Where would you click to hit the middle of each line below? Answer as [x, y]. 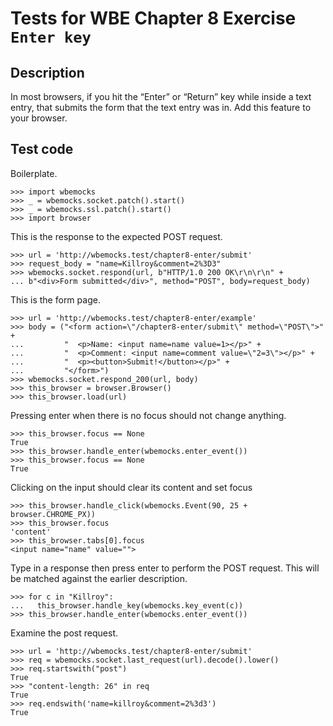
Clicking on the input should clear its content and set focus [131, 487]
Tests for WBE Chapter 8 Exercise [153, 18]
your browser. [39, 118]
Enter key [51, 37]
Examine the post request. [64, 633]
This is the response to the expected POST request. [116, 236]
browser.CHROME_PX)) [53, 514]
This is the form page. [55, 299]
